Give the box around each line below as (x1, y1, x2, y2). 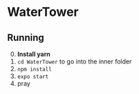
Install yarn (17, 50, 50, 58)
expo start (17, 73, 49, 80)
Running (7, 32, 45, 44)
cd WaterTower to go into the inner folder (17, 57, 132, 66)
